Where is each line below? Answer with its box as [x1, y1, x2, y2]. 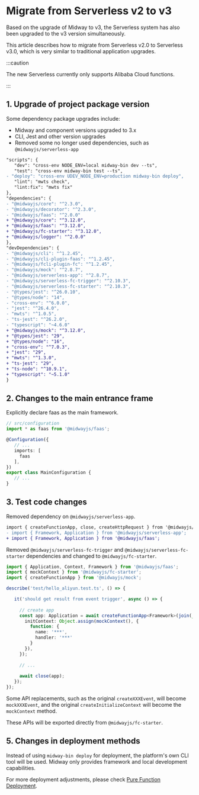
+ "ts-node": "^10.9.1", [6, 366, 68, 372]
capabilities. [6, 764, 36, 771]
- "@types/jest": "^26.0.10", [6, 289, 81, 295]
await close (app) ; [19, 673, 65, 679]
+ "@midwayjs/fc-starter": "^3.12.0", [6, 228, 102, 234]
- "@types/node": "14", [6, 294, 65, 300]
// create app [19, 607, 54, 613]
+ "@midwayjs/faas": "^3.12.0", [6, 223, 86, 229]
